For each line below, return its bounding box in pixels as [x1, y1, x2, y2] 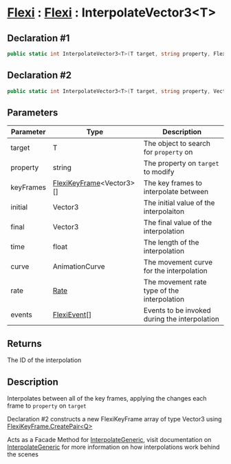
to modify [143, 167, 175, 177]
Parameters [7, 107, 58, 118]
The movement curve [143, 257, 213, 267]
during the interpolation [143, 315, 220, 324]
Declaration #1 [7, 32, 70, 44]
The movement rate [143, 277, 208, 287]
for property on [143, 147, 193, 157]
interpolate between [143, 187, 209, 197]
